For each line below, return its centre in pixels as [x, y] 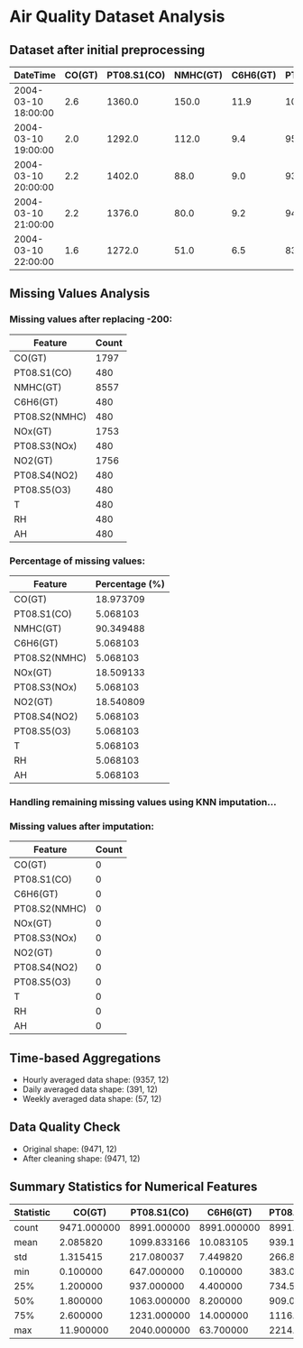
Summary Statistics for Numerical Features [133, 1187]
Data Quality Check [65, 1128]
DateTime [35, 75]
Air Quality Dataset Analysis [117, 17]
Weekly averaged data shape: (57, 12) [92, 1099]
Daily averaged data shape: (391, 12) [90, 1089]
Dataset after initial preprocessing [107, 50]
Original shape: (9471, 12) [69, 1149]
